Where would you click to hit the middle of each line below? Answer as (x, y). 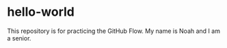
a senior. (19, 38)
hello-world (41, 12)
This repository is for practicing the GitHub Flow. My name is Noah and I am (114, 31)
